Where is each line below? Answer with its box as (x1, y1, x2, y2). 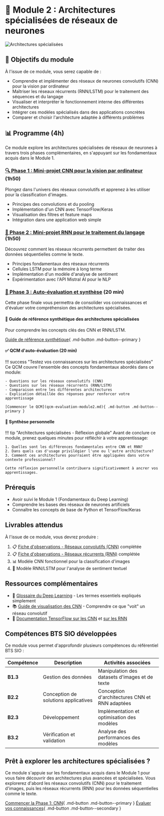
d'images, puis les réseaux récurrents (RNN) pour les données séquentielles (5, 786, 159, 792)
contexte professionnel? (5, 457, 56, 463)
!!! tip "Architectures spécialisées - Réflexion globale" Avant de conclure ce (5, 430, 156, 436)
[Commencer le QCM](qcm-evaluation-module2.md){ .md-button (5, 404, 130, 409)
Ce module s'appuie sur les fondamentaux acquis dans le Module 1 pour (5, 770, 150, 776)
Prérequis (5, 484, 36, 492)
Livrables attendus (5, 521, 63, 529)
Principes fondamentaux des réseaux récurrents (12, 261, 110, 267)
